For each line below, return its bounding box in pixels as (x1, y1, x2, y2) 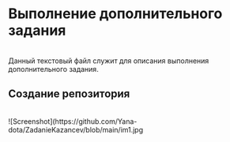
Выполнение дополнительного (8, 5, 223, 23)
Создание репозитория (8, 88, 130, 101)
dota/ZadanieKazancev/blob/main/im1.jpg (8, 125, 144, 134)
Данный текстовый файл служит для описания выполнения (8, 56, 209, 65)
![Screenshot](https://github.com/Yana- (8, 116, 138, 126)
